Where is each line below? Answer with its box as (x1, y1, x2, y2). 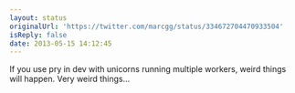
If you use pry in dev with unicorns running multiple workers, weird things (9, 64, 287, 75)
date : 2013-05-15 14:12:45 (9, 38, 112, 48)
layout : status (9, 13, 68, 23)
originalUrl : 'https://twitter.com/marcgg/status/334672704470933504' (9, 22, 284, 31)
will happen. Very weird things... (9, 74, 131, 85)
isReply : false (9, 30, 68, 39)
